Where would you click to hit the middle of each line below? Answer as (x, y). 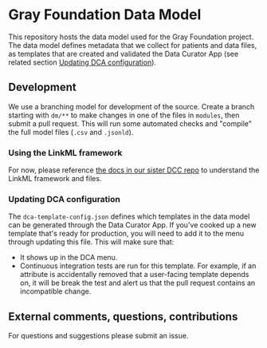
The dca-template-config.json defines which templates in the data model (129, 216)
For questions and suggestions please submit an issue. (98, 336)
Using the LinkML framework (65, 152)
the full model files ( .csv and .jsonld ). (71, 132)
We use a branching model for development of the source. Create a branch (132, 106)
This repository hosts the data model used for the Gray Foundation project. (131, 37)
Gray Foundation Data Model (105, 15)
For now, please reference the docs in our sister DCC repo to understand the (134, 170)
